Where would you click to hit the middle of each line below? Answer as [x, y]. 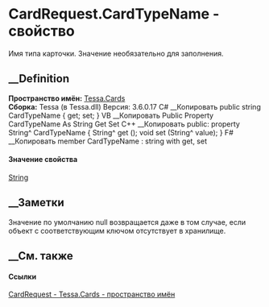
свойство [41, 31]
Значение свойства [43, 160]
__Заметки [36, 203]
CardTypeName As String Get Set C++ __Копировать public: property [124, 124]
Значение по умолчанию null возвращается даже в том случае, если [127, 222]
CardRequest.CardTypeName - [114, 14]
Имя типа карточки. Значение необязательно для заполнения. [116, 53]
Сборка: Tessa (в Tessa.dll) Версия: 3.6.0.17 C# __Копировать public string [135, 106]
